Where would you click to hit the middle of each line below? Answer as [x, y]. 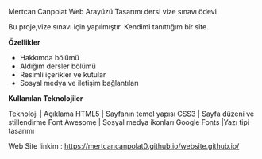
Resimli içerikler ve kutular [63, 74]
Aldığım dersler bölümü [58, 66]
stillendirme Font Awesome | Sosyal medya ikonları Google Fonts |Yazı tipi [129, 122]
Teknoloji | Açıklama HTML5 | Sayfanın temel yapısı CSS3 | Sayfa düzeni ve [131, 114]
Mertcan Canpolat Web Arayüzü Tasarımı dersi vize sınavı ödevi [112, 12]
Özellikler [25, 42]
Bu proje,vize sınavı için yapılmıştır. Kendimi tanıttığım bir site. [108, 27]
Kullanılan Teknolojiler [46, 98]
